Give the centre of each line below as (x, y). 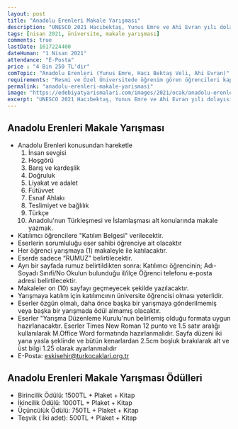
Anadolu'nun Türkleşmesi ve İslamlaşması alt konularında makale (123, 220)
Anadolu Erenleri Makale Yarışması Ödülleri (105, 378)
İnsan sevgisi (47, 152)
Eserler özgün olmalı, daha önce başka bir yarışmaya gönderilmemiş (117, 303)
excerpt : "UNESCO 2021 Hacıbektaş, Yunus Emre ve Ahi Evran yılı (106, 100)
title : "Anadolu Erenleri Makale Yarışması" (74, 21)
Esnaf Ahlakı (46, 198)
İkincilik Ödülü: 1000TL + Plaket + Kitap (75, 402)
